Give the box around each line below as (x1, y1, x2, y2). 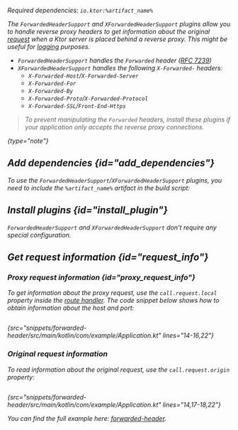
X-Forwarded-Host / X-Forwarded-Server (28, 71, 140, 80)
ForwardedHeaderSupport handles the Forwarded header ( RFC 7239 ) (17, 56, 212, 65)
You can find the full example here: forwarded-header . (7, 414, 166, 422)
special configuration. (7, 230, 72, 239)
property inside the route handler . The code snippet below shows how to (7, 296, 220, 305)
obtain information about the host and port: (7, 303, 135, 312)
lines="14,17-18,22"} (162, 400, 222, 409)
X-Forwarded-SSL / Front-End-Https (28, 102, 126, 109)
